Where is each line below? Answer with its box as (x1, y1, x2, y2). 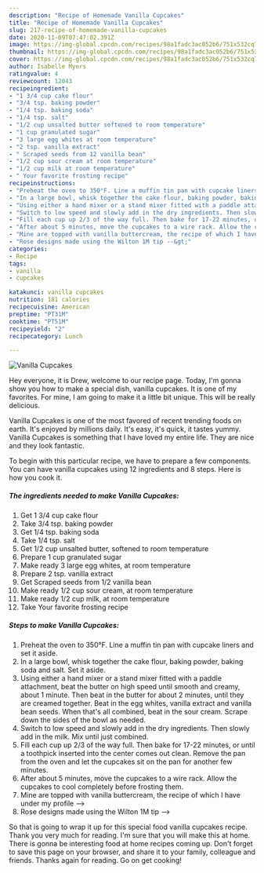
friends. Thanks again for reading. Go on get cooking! (9, 856, 183, 865)
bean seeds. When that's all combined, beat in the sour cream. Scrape (20, 707, 248, 717)
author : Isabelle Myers (9, 63, 87, 71)
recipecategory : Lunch (9, 332, 83, 340)
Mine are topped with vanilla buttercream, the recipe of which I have (20, 791, 241, 800)
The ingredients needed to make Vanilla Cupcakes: (9, 491, 179, 500)
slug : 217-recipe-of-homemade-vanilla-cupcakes (9, 26, 168, 34)
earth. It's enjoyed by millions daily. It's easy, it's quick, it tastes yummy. (9, 425, 241, 434)
